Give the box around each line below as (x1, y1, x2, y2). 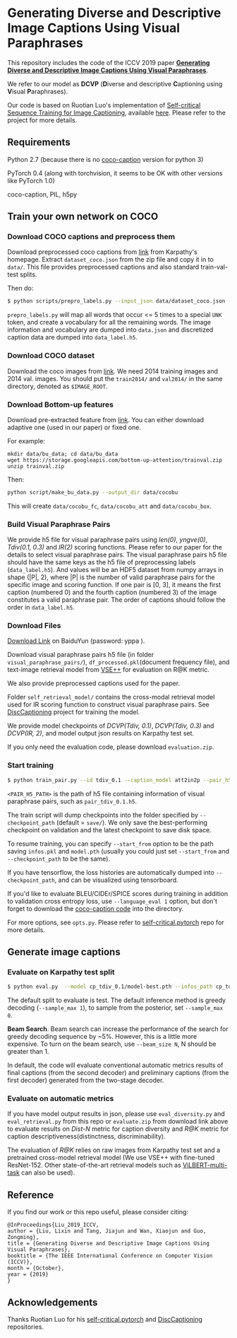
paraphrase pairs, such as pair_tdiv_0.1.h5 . (7, 797, 138, 805)
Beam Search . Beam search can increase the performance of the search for (7, 1025, 229, 1033)
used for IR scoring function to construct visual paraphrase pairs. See (7, 700, 209, 709)
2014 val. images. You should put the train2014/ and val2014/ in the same (7, 374, 223, 383)
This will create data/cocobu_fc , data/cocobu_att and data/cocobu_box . (7, 501, 212, 510)
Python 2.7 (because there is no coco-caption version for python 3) (7, 155, 204, 163)
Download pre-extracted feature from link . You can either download (7, 415, 205, 424)
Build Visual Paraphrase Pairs (7, 519, 111, 529)
